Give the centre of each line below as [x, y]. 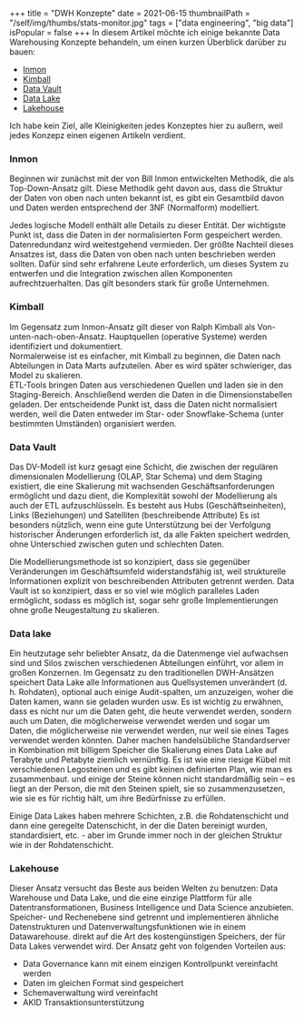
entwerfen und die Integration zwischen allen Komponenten [121, 274]
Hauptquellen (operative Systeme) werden [188, 337]
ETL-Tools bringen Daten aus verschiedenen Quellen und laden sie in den [147, 385]
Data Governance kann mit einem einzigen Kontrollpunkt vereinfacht [150, 964]
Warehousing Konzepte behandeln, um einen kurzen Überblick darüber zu [148, 42]
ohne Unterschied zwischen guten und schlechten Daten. [117, 544]
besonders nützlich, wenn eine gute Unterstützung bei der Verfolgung [140, 524]
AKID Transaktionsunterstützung [83, 1002]
